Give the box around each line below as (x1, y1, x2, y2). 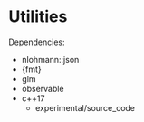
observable (21, 83, 64, 94)
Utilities (8, 6, 68, 27)
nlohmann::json (21, 54, 80, 65)
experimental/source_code (34, 102, 136, 113)
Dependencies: (8, 36, 65, 47)
